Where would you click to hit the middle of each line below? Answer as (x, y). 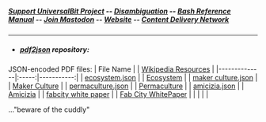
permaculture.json (99, 86)
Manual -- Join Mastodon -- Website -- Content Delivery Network (119, 19)
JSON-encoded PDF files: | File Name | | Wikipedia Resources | (112, 69)
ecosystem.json (110, 77)
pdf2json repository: (54, 49)
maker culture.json (223, 77)
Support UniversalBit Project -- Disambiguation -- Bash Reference (120, 11)
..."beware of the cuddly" (49, 109)
